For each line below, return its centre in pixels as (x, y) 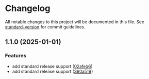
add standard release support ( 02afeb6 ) (52, 66)
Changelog (28, 8)
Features (16, 56)
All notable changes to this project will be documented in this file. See (75, 22)
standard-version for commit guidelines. (45, 26)
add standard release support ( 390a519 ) (52, 71)
